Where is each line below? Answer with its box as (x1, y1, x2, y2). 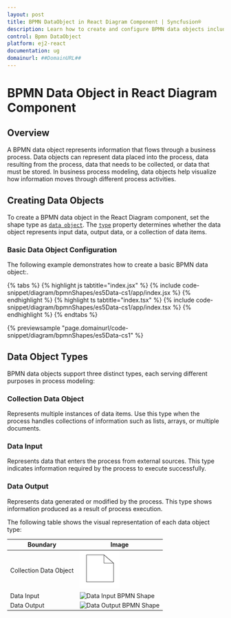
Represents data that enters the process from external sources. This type (7, 457, 215, 465)
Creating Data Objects (7, 195, 104, 207)
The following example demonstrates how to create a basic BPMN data (7, 260, 208, 269)
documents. (7, 424, 41, 433)
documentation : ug (7, 48, 60, 54)
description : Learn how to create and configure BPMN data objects (7, 25, 205, 32)
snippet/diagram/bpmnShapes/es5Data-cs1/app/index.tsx (7, 303, 171, 311)
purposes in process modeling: (7, 376, 95, 385)
